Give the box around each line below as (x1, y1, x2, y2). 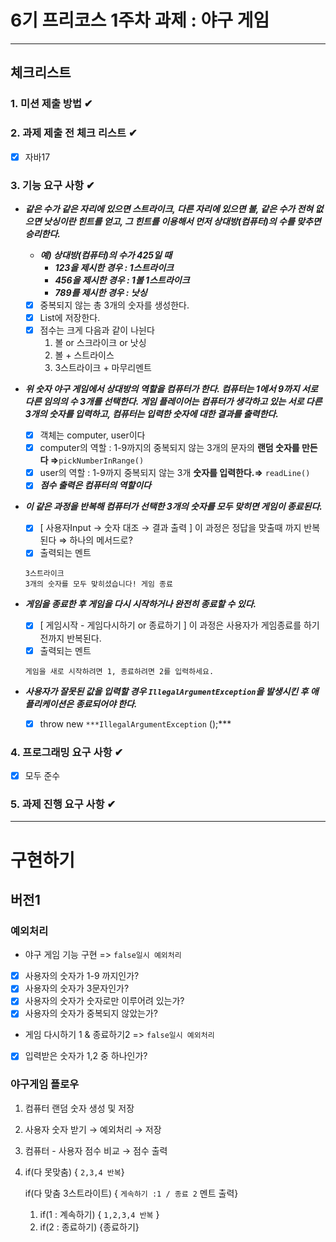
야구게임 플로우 (10, 1077, 80, 1091)
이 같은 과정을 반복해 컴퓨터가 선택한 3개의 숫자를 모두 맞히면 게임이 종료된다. (24, 501, 323, 513)
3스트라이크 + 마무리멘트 (54, 362, 152, 374)
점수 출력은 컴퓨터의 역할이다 (39, 479, 152, 491)
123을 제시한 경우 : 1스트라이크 (54, 261, 174, 273)
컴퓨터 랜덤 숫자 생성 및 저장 (24, 1102, 135, 1114)
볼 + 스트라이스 (54, 349, 115, 361)
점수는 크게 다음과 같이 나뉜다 (39, 324, 155, 336)
